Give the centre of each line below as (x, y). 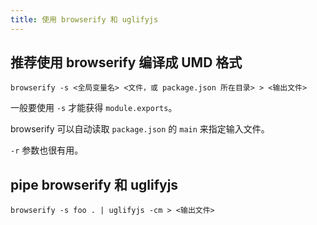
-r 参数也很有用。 (47, 150)
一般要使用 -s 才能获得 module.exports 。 (94, 108)
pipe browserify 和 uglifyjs (94, 184)
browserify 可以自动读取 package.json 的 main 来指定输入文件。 (140, 129)
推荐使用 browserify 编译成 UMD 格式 (126, 62)
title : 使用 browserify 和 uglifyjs (84, 19)
